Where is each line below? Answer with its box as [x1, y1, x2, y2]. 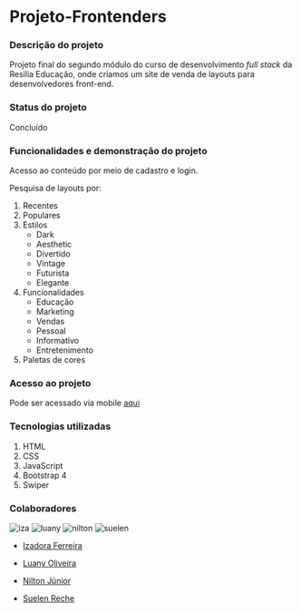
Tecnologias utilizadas [9, 420, 112, 432]
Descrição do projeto [9, 39, 104, 52]
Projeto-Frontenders [9, 6, 168, 27]
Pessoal [35, 325, 66, 336]
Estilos [22, 219, 48, 230]
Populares [22, 210, 61, 221]
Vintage [35, 258, 66, 269]
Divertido [35, 248, 71, 259]
